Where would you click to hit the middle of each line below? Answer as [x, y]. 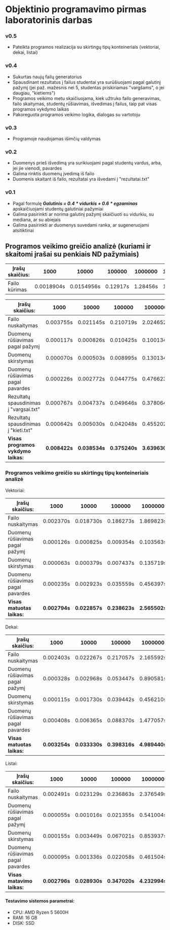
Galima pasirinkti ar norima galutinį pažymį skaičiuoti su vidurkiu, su [83, 214]
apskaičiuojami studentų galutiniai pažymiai [58, 209]
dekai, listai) [25, 52]
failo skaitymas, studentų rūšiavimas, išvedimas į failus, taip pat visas [84, 104]
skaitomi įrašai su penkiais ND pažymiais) [72, 254]
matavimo [20, 881]
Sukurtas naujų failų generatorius [47, 77]
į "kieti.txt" [20, 430]
